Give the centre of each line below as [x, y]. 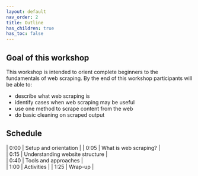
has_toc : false [25, 34]
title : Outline [25, 23]
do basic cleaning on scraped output [60, 115]
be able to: [19, 84]
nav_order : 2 [22, 17]
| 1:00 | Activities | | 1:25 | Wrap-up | [50, 167]
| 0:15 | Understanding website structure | [57, 154]
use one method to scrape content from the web [74, 108]
